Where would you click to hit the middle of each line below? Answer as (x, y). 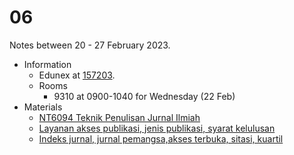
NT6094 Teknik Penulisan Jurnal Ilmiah (119, 117)
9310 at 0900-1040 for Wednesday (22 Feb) (144, 96)
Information (47, 64)
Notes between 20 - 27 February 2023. (90, 45)
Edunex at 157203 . (77, 75)
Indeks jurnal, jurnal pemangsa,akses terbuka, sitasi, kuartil (161, 138)
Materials (43, 107)
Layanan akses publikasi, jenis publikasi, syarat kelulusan (157, 128)
